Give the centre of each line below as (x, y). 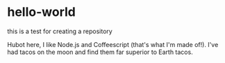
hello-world (42, 12)
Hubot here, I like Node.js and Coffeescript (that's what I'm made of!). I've (113, 44)
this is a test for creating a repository (60, 31)
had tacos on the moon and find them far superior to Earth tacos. (100, 52)
